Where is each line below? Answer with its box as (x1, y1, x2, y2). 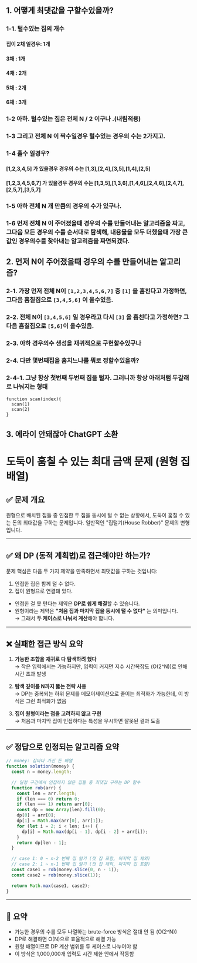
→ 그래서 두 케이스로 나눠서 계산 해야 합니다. (14, 615, 114, 622)
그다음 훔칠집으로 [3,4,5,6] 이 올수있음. (6, 296, 113, 304)
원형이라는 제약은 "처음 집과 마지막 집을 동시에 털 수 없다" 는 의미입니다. (14, 607, 178, 614)
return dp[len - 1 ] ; (16, 839, 67, 846)
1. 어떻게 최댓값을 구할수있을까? (6, 5, 114, 16)
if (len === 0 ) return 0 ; (16, 796, 80, 802)
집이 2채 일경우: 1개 (6, 40, 50, 47)
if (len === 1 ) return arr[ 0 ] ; (16, 801, 93, 808)
